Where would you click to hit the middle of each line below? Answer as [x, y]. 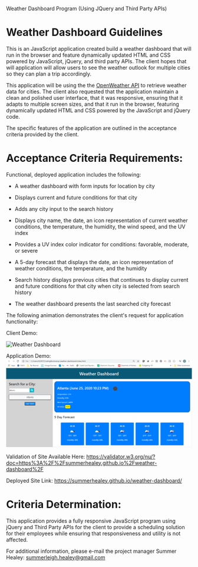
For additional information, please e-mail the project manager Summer [91, 551]
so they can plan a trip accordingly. [49, 74]
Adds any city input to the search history [64, 208]
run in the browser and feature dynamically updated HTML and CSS [88, 55]
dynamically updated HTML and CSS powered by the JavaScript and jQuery [98, 110]
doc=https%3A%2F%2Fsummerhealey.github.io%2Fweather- [82, 462]
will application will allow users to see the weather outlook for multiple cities [98, 67]
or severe [26, 250]
